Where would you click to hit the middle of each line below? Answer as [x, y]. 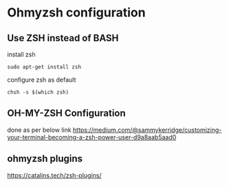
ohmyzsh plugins [45, 159]
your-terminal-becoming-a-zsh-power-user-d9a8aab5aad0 [92, 137]
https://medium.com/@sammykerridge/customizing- [147, 130]
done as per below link [39, 130]
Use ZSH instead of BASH [63, 38]
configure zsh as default [42, 80]
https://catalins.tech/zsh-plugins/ [54, 175]
